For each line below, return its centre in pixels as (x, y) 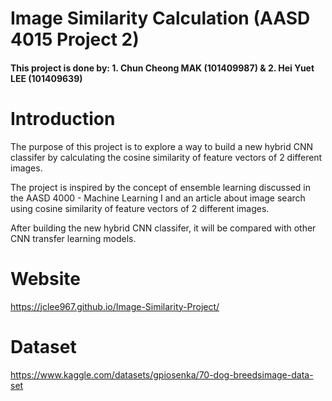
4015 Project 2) (75, 39)
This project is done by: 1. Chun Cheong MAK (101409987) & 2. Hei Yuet (162, 68)
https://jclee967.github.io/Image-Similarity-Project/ (115, 306)
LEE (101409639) (46, 78)
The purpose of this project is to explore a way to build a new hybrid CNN (162, 146)
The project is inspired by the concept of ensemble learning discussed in (160, 187)
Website (45, 278)
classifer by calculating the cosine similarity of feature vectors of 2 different (166, 157)
